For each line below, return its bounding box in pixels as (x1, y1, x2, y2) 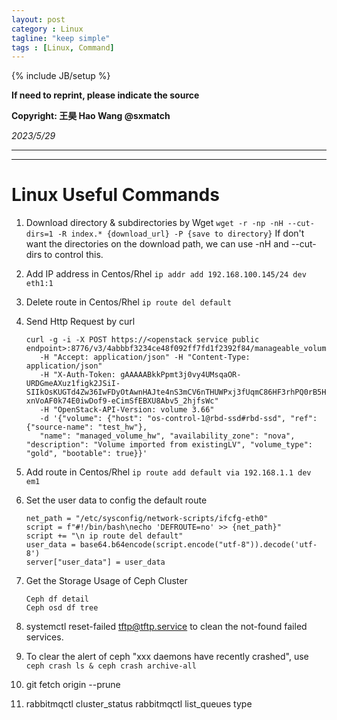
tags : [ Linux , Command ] (11, 42, 115, 53)
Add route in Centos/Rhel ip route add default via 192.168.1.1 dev (25, 466, 312, 478)
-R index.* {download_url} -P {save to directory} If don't (57, 227, 305, 240)
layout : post (11, 14, 66, 25)
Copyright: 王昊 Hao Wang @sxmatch (11, 110, 171, 122)
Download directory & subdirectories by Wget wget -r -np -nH (25, 217, 284, 229)
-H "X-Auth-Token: (39, 370, 116, 380)
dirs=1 (25, 229, 54, 240)
